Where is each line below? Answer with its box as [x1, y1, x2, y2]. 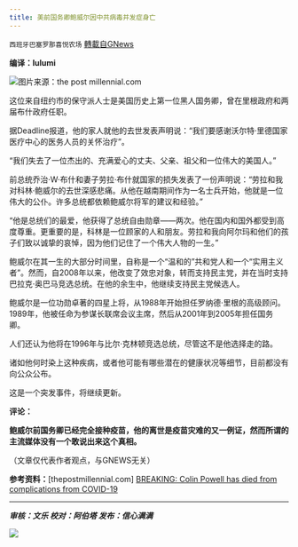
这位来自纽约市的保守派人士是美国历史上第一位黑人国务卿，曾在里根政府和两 [9, 95, 289, 106]
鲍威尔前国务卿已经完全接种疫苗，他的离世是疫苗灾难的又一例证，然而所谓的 [9, 424, 289, 435]
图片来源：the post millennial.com [18, 76, 142, 87]
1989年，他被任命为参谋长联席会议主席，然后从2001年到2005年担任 [9, 308, 259, 319]
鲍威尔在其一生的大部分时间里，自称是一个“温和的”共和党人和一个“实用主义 [9, 256, 284, 266]
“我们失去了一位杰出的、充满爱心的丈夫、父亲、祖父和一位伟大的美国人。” [9, 155, 277, 165]
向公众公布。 [9, 368, 56, 378]
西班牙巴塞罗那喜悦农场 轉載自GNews [9, 38, 135, 49]
